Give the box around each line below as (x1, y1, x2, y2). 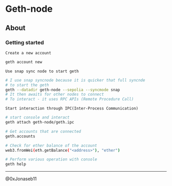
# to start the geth (5, 82, 50, 88)
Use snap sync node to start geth (5, 69, 79, 74)
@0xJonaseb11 (5, 176, 37, 182)
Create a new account (5, 50, 52, 55)
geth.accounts (5, 134, 36, 139)
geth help (5, 162, 27, 167)
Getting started (5, 39, 45, 46)
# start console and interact (5, 115, 70, 120)
